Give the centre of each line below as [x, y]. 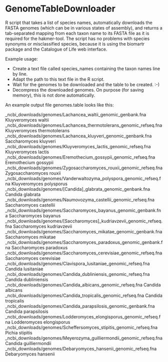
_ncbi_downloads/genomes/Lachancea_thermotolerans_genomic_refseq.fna [84, 125]
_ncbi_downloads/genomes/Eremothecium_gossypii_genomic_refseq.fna [80, 157]
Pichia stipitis [19, 332]
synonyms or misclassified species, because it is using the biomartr [75, 44]
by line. [20, 74]
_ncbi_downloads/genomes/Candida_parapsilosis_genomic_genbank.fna [80, 306]
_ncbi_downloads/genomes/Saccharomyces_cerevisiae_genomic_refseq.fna [84, 253]
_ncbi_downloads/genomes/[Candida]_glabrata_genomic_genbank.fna [78, 189]
